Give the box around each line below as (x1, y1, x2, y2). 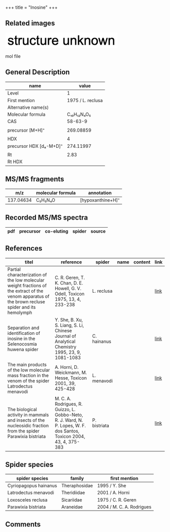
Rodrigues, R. (55, 401, 82, 407)
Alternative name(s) (7, 104, 49, 110)
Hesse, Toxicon (55, 375, 87, 381)
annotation (88, 190, 112, 196)
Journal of (55, 333, 76, 339)
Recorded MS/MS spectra (5, 213, 89, 222)
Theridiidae (61, 490, 85, 496)
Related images (5, 19, 55, 27)
